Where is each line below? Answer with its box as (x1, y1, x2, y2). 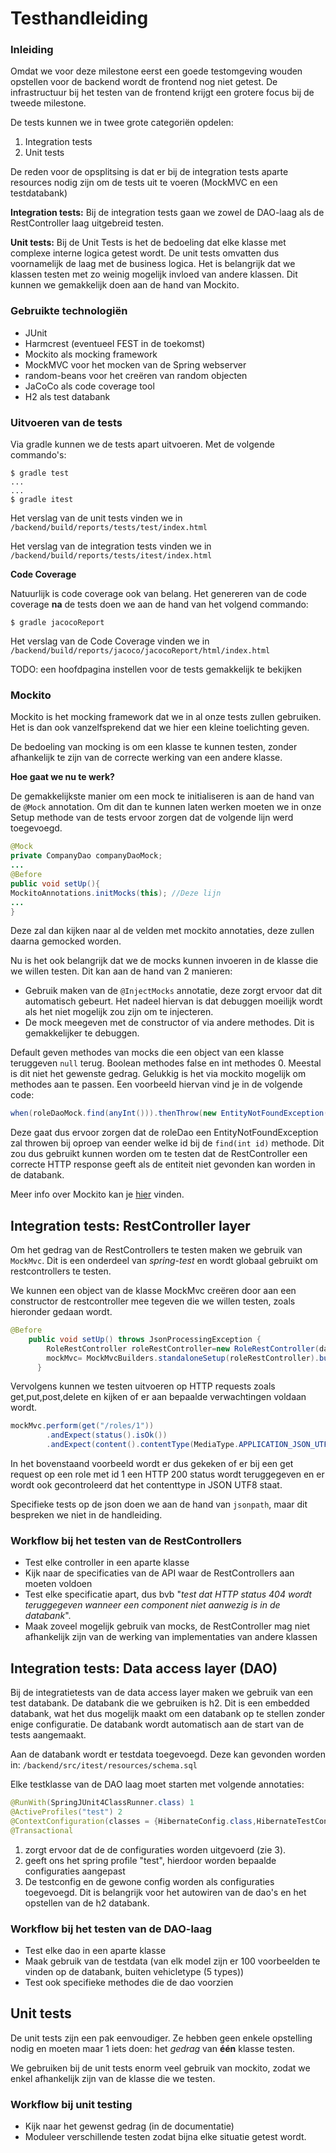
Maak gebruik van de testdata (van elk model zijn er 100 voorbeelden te (24, 1955, 321, 1967)
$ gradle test (10, 468, 70, 479)
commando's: (10, 449, 67, 461)
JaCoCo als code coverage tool (24, 380, 155, 392)
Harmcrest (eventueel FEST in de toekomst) (24, 337, 206, 349)
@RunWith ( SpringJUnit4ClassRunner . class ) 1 (10, 1798, 195, 1808)
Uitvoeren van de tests (10, 415, 123, 429)
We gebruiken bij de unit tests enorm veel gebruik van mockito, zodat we (10, 2062, 311, 2074)
